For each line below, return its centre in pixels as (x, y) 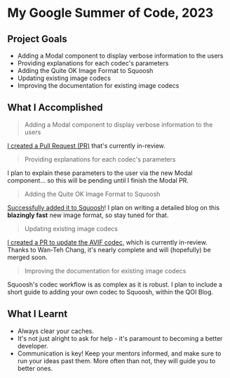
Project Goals (38, 39)
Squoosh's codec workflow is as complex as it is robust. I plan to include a (115, 284)
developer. (33, 346)
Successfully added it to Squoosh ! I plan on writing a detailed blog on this (113, 207)
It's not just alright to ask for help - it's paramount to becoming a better (120, 338)
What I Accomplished (55, 108)
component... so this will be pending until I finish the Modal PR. (98, 180)
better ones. (35, 368)
